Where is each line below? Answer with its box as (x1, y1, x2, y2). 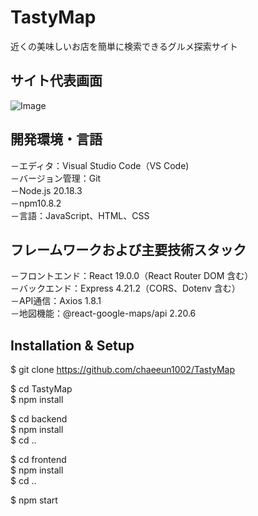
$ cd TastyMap (10, 383, 73, 395)
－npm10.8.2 (10, 197, 62, 209)
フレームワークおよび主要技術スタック (10, 241, 247, 258)
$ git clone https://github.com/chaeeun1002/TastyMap (10, 364, 236, 376)
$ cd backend (10, 413, 68, 425)
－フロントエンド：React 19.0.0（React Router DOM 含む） (10, 270, 254, 282)
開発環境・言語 (10, 131, 103, 148)
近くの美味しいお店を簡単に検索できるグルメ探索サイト (10, 40, 238, 52)
